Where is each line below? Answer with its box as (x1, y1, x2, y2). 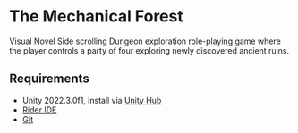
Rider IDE (21, 104, 57, 115)
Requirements (9, 71, 89, 87)
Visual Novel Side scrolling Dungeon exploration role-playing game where (9, 36, 282, 46)
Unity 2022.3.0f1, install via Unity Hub (21, 95, 162, 105)
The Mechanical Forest (9, 6, 183, 27)
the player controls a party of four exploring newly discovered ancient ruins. (9, 45, 290, 55)
